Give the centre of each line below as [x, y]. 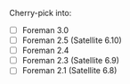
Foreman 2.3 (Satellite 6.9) [71, 61]
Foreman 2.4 [45, 50]
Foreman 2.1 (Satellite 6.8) [69, 71]
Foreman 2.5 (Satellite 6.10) [72, 40]
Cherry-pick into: [41, 13]
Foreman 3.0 [45, 30]
